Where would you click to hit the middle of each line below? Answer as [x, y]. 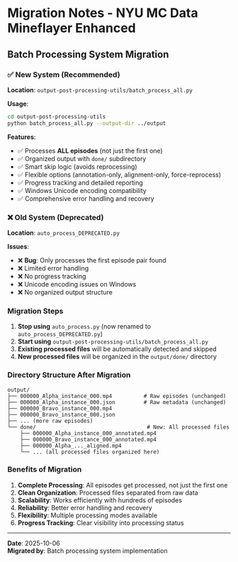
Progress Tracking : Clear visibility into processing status [101, 522]
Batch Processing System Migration [88, 54]
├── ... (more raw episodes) [50, 421]
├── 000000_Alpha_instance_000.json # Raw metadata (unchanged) [117, 402]
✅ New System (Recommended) [64, 75]
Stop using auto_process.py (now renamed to [84, 326]
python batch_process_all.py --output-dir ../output [87, 123]
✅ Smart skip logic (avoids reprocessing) [77, 166]
